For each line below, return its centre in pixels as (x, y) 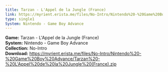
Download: (17, 54)
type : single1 (20, 19)
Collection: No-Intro (26, 48)
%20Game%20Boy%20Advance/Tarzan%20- (53, 59)
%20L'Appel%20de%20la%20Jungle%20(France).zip (61, 64)
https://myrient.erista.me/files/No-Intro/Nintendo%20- (85, 54)
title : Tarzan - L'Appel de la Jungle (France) (56, 10)
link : (11, 14)
